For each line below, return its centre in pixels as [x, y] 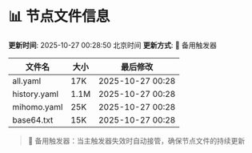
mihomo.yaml [38, 107]
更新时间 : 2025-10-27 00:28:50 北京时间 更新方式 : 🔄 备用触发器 [113, 45]
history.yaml [35, 94]
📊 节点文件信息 [59, 16]
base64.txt [33, 119]
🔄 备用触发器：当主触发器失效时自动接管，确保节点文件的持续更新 [136, 140]
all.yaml [27, 81]
